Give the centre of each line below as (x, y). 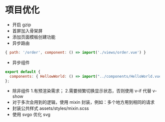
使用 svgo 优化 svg (31, 115)
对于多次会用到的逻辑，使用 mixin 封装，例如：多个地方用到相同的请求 (83, 102)
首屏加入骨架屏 (27, 30)
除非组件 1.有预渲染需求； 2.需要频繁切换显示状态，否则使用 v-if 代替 (82, 91)
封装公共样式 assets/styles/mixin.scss (51, 108)
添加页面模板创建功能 (34, 37)
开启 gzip (22, 25)
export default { (23, 72)
